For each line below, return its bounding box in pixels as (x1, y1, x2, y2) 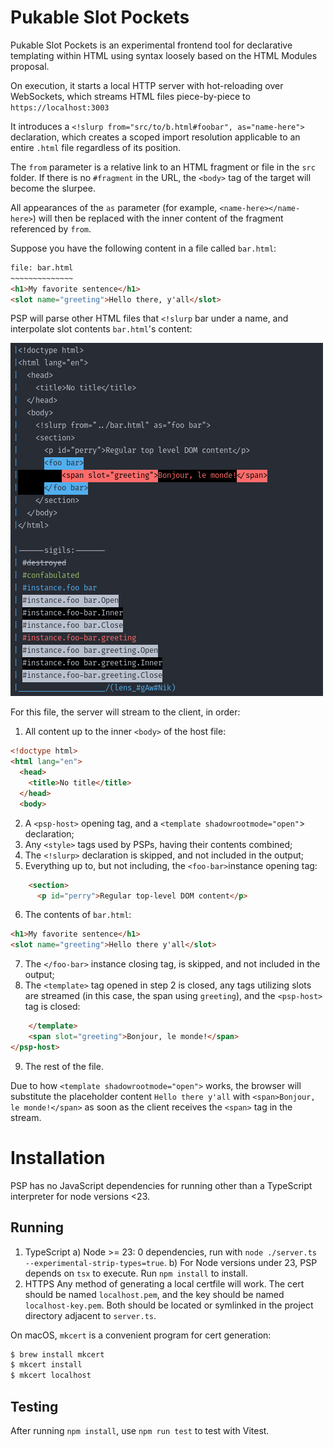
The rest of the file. (24, 1060, 104, 1072)
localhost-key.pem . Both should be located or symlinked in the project (24, 1299, 314, 1311)
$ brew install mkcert (10, 1349, 105, 1360)
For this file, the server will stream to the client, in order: (10, 706, 241, 718)
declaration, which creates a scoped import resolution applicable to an (10, 131, 301, 143)
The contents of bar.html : (24, 909, 132, 921)
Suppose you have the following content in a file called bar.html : (10, 242, 277, 254)
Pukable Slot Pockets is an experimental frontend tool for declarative (10, 39, 293, 51)
